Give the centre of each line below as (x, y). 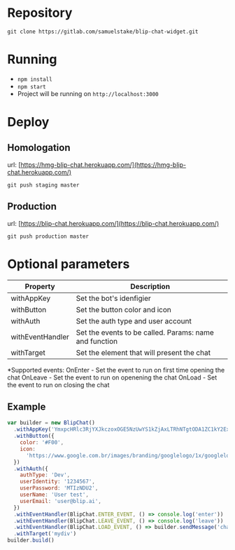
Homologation (39, 148)
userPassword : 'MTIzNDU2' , (59, 488)
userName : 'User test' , (55, 495)
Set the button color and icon (123, 309)
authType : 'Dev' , (45, 475)
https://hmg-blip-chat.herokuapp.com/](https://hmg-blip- (104, 165)
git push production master (48, 236)
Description (150, 286)
